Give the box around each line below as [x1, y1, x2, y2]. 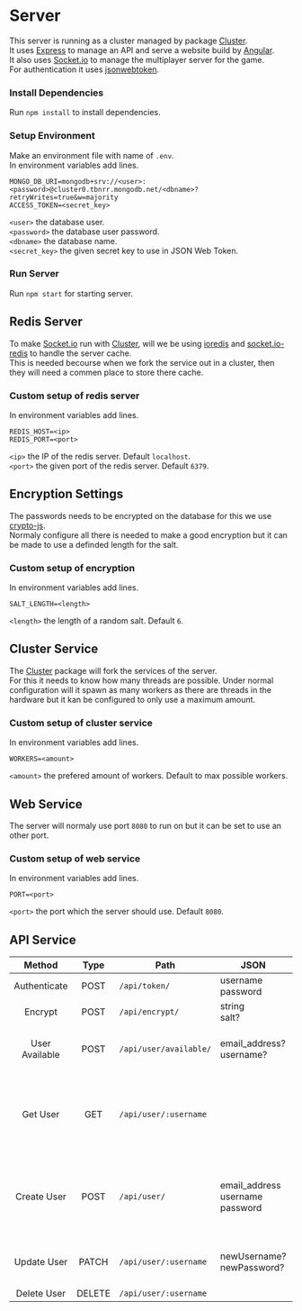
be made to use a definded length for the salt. [9, 539, 179, 550]
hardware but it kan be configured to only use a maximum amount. [9, 694, 256, 705]
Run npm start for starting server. [9, 287, 133, 298]
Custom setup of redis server [9, 389, 140, 402]
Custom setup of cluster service [9, 716, 153, 729]
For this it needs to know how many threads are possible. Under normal [9, 675, 274, 686]
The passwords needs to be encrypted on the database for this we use [9, 510, 272, 521]
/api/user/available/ [119, 1044, 212, 1054]
